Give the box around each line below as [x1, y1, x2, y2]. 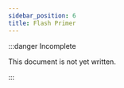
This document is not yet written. [8, 57, 117, 66]
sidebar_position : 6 [8, 11, 77, 20]
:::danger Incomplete [8, 41, 77, 50]
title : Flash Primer [8, 19, 77, 27]
